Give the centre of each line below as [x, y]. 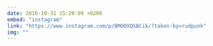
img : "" [18, 32]
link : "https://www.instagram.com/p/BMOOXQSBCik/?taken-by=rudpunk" [107, 26]
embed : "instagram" [35, 20]
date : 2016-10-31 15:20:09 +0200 [55, 13]
